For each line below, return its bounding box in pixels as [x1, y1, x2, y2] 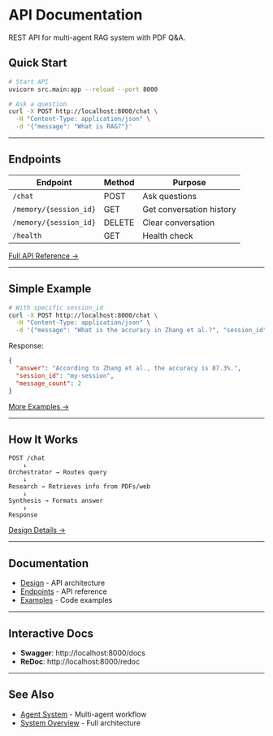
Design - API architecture [19, 578, 106, 588]
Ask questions [141, 190, 197, 201]
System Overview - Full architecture [19, 717, 141, 728]
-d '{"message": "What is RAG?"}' [15, 123, 132, 131]
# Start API [8, 77, 49, 86]
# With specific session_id [8, 303, 104, 312]
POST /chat [8, 454, 45, 462]
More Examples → [8, 401, 70, 411]
